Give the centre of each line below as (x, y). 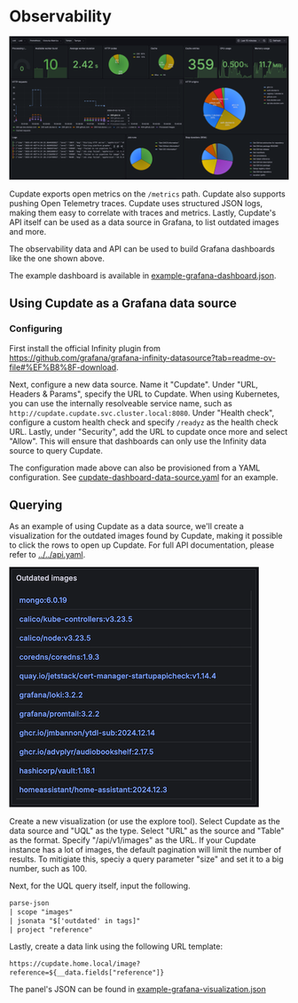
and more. (28, 231)
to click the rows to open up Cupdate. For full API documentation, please (142, 545)
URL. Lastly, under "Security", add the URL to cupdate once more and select (149, 431)
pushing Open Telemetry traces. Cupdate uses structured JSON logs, (136, 203)
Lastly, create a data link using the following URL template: (116, 947)
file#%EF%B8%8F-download (63, 367)
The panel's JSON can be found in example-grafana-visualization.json (137, 990)
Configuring (36, 329)
